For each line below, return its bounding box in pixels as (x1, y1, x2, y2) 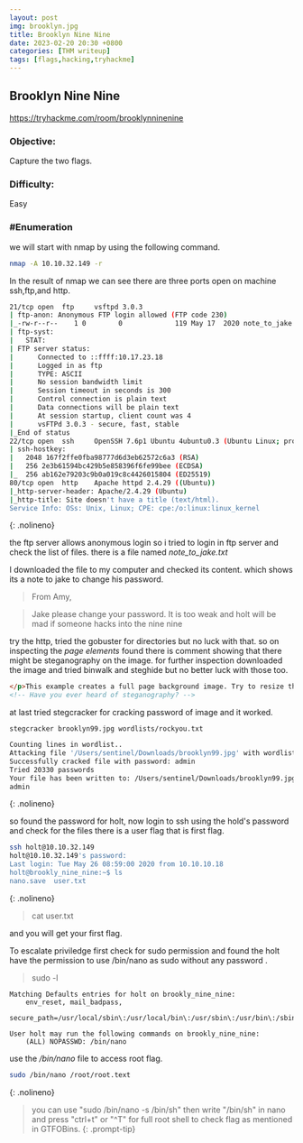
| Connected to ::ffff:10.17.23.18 (9, 353, 164, 362)
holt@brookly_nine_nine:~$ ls (9, 868, 124, 878)
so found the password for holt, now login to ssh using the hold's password (9, 816, 289, 826)
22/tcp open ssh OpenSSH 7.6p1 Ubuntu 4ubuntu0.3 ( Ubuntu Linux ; (9, 437, 280, 446)
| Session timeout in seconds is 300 (9, 386, 171, 395)
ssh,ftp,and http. (9, 285, 70, 296)
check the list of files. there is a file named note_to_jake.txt (9, 547, 228, 558)
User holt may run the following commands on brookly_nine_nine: (9, 1029, 260, 1038)
